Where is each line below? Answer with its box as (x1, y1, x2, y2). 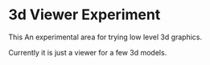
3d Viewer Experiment (8, 6, 161, 24)
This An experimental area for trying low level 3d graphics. (8, 32, 203, 42)
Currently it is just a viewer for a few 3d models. (8, 47, 167, 57)
